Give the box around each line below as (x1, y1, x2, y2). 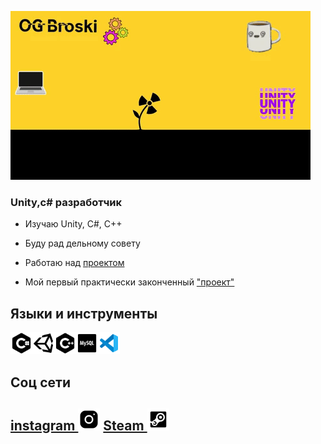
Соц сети (10, 374, 71, 391)
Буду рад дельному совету (24, 237, 141, 250)
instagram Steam (10, 417, 145, 434)
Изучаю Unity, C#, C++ (24, 218, 123, 230)
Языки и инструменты (10, 305, 158, 322)
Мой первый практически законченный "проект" (24, 276, 235, 288)
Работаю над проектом (24, 257, 125, 269)
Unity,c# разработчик (10, 195, 123, 209)
